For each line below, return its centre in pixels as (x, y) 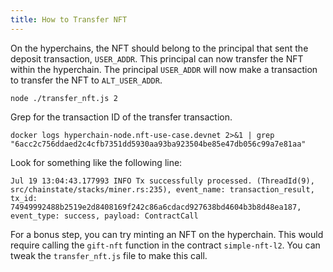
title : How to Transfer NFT (69, 19)
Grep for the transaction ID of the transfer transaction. (121, 117)
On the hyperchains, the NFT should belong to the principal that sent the (159, 48)
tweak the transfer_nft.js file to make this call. (109, 255)
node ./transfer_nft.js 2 (64, 98)
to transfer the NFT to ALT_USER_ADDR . (86, 80)
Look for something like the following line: (96, 162)
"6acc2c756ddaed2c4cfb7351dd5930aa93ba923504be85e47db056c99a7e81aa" (158, 144)
